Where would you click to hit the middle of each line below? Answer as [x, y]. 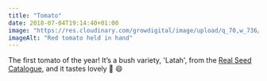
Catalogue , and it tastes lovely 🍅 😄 [66, 69]
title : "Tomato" [35, 15]
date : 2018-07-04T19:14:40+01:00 [64, 23]
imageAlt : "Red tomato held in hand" [71, 38]
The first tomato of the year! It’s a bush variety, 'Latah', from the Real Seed [130, 60]
